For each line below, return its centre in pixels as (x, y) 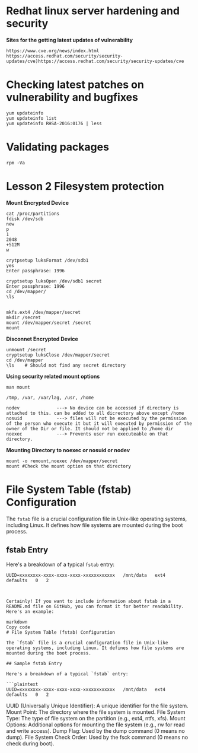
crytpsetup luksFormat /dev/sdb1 (47, 260)
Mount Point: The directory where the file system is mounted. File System (96, 712)
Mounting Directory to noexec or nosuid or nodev (68, 450)
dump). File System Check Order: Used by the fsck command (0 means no (97, 737)
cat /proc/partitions (33, 214)
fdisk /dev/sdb (25, 219)
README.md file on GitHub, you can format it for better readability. (95, 606)
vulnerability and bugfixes (72, 98)
